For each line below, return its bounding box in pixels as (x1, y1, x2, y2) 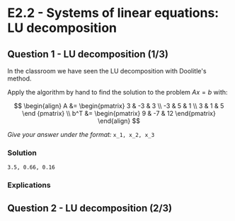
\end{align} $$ (98, 117, 140, 125)
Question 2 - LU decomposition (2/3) (7, 202, 172, 214)
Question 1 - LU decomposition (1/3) (7, 48, 168, 60)
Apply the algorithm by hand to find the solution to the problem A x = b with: (7, 88, 228, 96)
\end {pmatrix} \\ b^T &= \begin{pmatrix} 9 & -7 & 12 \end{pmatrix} (22, 109, 216, 117)
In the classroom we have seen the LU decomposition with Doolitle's (7, 67, 207, 75)
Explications (7, 180, 51, 190)
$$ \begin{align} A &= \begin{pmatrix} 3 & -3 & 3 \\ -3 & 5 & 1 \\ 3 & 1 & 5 (13, 102, 224, 110)
